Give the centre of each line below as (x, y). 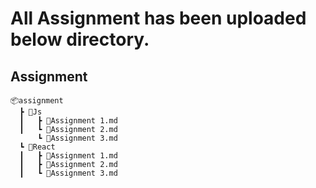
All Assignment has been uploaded (158, 18)
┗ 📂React (37, 147)
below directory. (80, 39)
